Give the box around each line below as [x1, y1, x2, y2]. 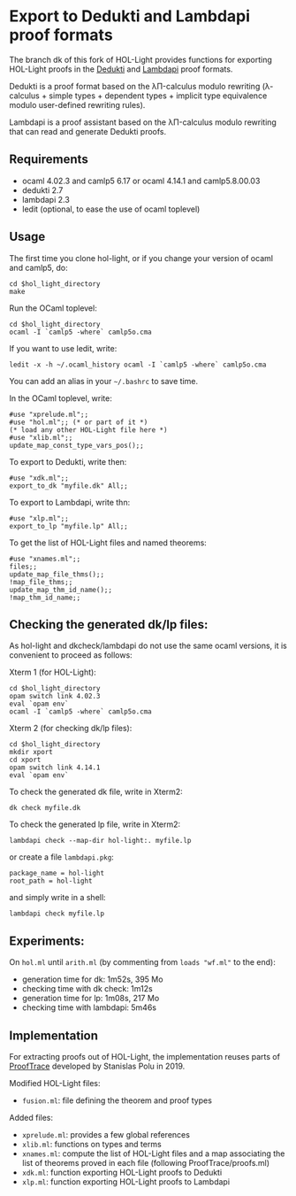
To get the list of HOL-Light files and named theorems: [9, 537, 208, 548]
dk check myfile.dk [9, 804, 81, 813]
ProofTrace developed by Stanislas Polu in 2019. [9, 1061, 186, 1071]
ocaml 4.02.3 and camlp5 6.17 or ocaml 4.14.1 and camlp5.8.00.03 [21, 175, 261, 186]
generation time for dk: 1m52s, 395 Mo [21, 974, 163, 984]
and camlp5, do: [9, 262, 68, 273]
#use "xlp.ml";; [9, 513, 69, 523]
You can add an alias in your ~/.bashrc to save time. [9, 375, 199, 386]
